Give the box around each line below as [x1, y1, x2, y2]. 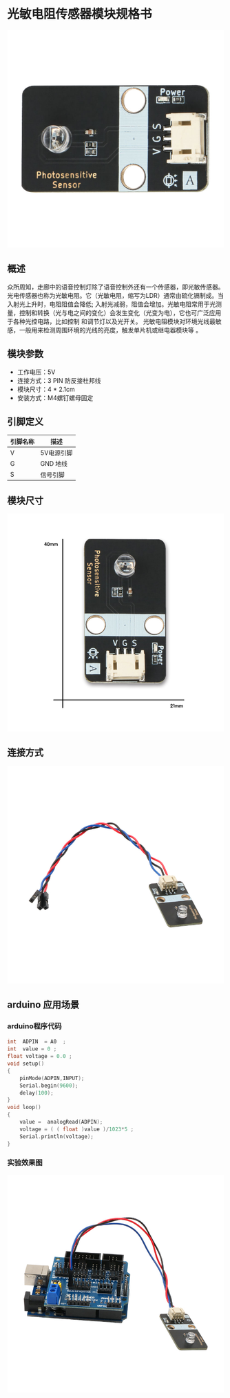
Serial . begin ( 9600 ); [19, 1082, 79, 1089]
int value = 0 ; [7, 1046, 57, 1052]
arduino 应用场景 [7, 999, 80, 1011]
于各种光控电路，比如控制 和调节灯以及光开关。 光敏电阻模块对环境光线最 [7, 317, 216, 325]
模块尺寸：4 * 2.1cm [17, 385, 76, 393]
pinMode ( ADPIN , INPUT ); [19, 1075, 85, 1081]
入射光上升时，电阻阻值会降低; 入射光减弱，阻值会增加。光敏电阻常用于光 [7, 300, 216, 308]
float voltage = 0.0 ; [7, 1053, 72, 1060]
